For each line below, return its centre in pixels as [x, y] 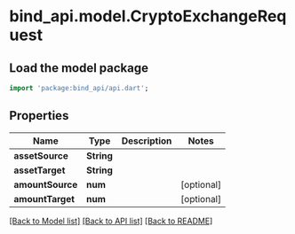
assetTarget [40, 170]
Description [147, 141]
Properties [39, 116]
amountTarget [44, 199]
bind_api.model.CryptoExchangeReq [148, 16]
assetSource [41, 155]
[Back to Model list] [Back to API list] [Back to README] [111, 221]
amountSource [46, 184]
